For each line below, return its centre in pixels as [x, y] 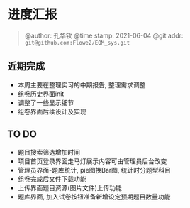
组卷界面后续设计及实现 [52, 111]
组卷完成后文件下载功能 [52, 179]
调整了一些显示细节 [46, 102]
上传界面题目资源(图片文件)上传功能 [70, 187]
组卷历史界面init [41, 94]
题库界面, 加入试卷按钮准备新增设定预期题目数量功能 [94, 197]
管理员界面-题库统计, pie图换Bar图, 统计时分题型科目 [94, 170]
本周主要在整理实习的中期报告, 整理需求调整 [82, 84]
